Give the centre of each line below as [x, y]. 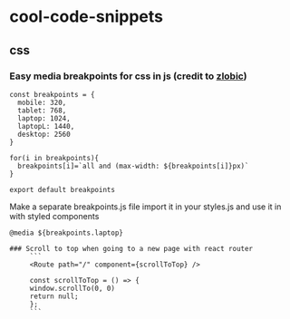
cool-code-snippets [86, 17]
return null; [54, 296]
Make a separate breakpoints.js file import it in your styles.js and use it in [145, 207]
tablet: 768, [42, 111]
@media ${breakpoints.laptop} [67, 233]
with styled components [54, 216]
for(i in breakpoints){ [54, 158]
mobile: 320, [42, 102]
